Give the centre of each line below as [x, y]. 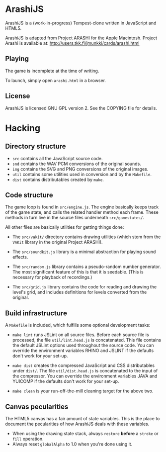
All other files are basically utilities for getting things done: [65, 227]
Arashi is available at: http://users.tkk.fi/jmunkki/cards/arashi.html [72, 43]
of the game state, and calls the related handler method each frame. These [82, 212]
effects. [20, 257]
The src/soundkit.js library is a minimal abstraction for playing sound [84, 252]
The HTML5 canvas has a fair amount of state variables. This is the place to [83, 418]
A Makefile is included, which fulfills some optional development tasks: [78, 325]
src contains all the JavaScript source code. [57, 158]
